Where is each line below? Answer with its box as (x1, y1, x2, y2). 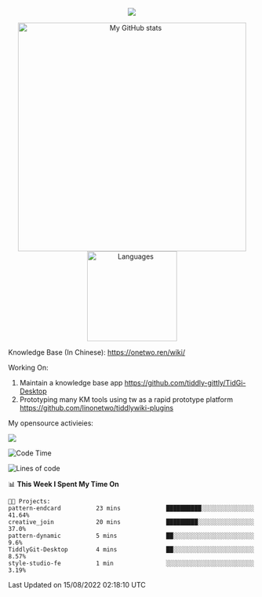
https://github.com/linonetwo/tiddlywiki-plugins (19, 404, 174, 412)
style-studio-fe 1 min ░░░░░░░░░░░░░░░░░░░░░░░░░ (8, 559, 255, 567)
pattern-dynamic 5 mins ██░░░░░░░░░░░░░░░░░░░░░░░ (8, 532, 255, 540)
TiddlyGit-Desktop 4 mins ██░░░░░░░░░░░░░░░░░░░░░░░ (8, 546, 255, 554)
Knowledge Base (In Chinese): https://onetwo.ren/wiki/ (8, 348, 186, 357)
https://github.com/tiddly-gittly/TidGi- (124, 378, 246, 387)
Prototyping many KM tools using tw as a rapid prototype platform (19, 395, 234, 404)
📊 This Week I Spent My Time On (8, 480, 119, 488)
